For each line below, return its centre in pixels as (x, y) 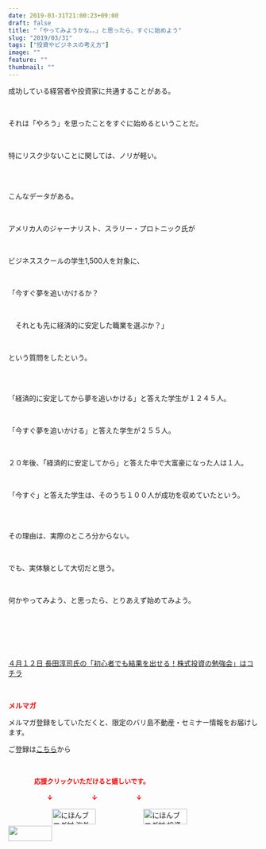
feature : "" (28, 60)
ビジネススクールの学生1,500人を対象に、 (76, 260)
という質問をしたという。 (50, 357)
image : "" (25, 52)
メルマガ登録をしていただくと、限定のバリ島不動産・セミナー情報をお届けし (133, 722)
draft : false (30, 23)
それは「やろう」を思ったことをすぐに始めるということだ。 (106, 123)
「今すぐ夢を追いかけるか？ (54, 293)
